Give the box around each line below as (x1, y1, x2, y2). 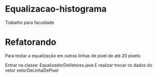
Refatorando (5, 37, 57, 48)
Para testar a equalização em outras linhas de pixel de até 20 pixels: (5, 53, 141, 58)
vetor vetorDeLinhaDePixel (5, 67, 59, 73)
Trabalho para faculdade (5, 19, 54, 25)
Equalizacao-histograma (5, 3, 107, 15)
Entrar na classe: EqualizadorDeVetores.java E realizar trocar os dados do (5, 62, 153, 68)
